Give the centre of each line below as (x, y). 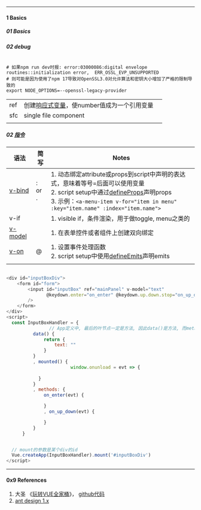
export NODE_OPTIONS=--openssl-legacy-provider (67, 91)
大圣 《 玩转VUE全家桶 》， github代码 (60, 494)
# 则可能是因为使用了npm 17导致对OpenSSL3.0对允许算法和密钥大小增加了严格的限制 (97, 79)
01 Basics (19, 31)
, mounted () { (50, 362)
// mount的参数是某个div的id (45, 450)
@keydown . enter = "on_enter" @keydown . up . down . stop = (111, 295)
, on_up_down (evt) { (69, 412)
